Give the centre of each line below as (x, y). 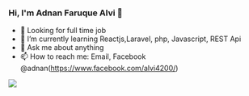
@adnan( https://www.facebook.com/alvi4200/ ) (99, 69)
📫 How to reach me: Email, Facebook (83, 56)
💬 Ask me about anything (62, 48)
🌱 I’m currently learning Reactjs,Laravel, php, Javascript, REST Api (131, 39)
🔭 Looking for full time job (63, 31)
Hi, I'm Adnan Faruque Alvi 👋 (65, 13)
